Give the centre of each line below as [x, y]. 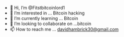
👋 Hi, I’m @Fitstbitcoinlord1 [37, 8]
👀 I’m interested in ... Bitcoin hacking [47, 13]
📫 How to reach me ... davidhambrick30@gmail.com [64, 29]
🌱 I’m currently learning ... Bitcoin [44, 18]
